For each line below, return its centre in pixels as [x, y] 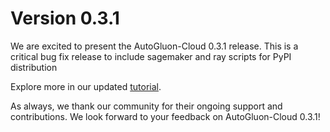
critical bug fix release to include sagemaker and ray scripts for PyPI [151, 56]
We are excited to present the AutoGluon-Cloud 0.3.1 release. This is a [154, 46]
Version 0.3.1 [65, 18]
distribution [34, 67]
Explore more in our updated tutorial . [86, 86]
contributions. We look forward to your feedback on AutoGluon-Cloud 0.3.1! [165, 116]
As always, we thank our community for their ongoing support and [146, 106]
